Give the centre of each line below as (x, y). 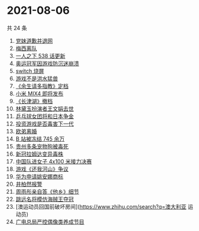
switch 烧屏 (30, 71)
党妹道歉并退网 (34, 40)
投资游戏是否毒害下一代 (44, 124)
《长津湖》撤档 (34, 101)
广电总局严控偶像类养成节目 (50, 221)
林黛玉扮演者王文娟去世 (44, 109)
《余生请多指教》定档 (42, 86)
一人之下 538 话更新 (40, 55)
